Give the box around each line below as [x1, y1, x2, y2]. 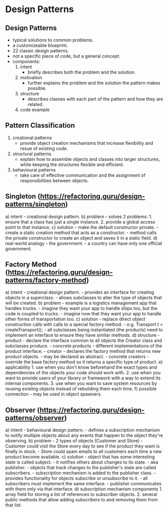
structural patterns [12, 150, 51, 157]
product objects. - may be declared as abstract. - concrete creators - [5, 354, 149, 360]
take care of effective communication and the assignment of [20, 172, 146, 178]
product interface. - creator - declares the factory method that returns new [5, 348, 161, 354]
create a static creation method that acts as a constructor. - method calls [5, 230, 157, 236]
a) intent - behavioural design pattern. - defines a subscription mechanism [5, 427, 160, 433]
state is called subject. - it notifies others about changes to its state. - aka [5, 459, 158, 465]
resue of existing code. [20, 145, 68, 151]
